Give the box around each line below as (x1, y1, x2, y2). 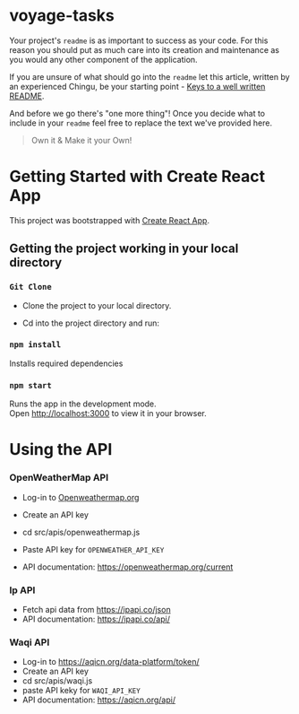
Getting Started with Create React (9, 167, 266, 187)
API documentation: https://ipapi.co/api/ (21, 614, 170, 624)
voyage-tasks (9, 5, 115, 26)
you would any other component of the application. (9, 54, 199, 65)
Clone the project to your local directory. (21, 300, 172, 310)
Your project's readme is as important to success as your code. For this (9, 35, 269, 46)
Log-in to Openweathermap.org (21, 492, 140, 502)
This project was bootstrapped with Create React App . (9, 214, 210, 225)
